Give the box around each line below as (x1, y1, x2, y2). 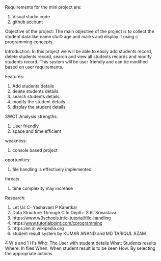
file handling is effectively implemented (12, 167, 92, 172)
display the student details (12, 104, 66, 110)
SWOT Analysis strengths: (5, 114, 58, 119)
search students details (12, 93, 60, 99)
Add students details (12, 83, 54, 89)
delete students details (12, 88, 59, 94)
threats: (5, 176, 21, 181)
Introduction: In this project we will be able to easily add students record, (5, 49, 152, 54)
